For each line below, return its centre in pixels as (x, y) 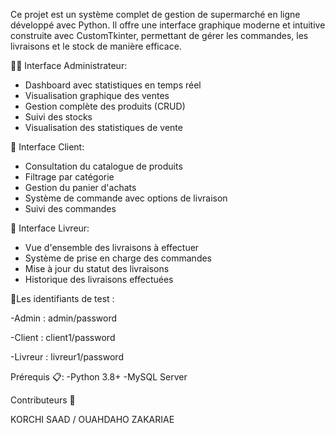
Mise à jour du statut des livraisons (97, 268)
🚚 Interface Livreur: (50, 228)
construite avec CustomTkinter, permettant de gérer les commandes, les (159, 35)
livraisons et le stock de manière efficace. (96, 46)
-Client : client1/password (63, 337)
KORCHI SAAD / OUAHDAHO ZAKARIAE (92, 419)
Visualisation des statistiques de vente (103, 127)
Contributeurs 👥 (43, 400)
